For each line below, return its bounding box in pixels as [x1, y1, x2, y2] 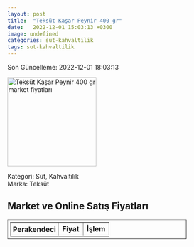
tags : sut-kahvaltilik [7, 43, 75, 51]
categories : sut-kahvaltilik [7, 37, 94, 44]
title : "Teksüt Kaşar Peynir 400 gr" [7, 17, 122, 24]
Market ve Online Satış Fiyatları [7, 200, 149, 212]
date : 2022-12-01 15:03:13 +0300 [7, 23, 113, 31]
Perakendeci [13, 224, 57, 234]
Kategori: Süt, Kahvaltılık [7, 172, 80, 180]
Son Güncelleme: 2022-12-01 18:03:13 [7, 63, 119, 71]
